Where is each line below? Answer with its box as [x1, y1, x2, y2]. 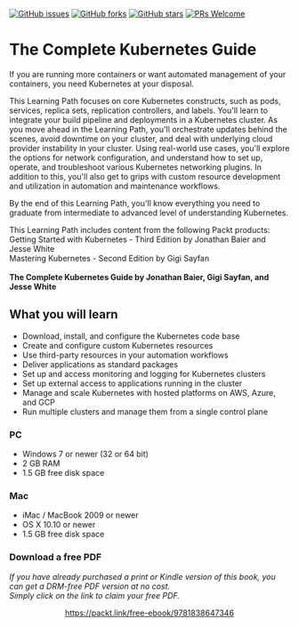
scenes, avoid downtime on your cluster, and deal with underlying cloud [9, 133, 273, 144]
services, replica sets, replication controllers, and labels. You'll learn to [9, 105, 269, 116]
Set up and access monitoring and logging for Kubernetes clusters [21, 368, 266, 379]
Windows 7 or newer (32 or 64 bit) [21, 449, 149, 460]
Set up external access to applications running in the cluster [21, 378, 243, 389]
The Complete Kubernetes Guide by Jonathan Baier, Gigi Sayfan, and [9, 271, 270, 282]
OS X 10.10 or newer [21, 519, 96, 530]
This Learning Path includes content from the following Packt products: [9, 224, 271, 235]
